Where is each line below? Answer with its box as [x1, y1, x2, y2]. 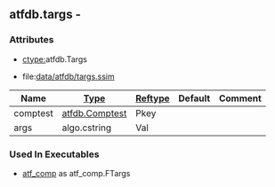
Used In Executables [9, 148, 100, 160]
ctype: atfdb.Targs [21, 53, 87, 65]
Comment [218, 92, 263, 105]
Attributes [9, 34, 54, 46]
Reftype [135, 92, 171, 105]
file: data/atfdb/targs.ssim [21, 71, 116, 82]
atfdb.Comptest [61, 106, 127, 119]
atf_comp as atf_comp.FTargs [21, 168, 131, 178]
